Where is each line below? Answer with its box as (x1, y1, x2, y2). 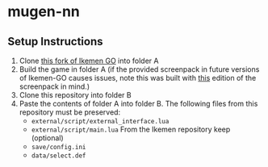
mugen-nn (7, 2, 80, 21)
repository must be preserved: (19, 107, 121, 117)
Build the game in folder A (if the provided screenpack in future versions (19, 65, 260, 74)
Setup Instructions (7, 35, 103, 48)
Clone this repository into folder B (19, 90, 132, 99)
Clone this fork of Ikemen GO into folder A (19, 56, 159, 65)
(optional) (31, 133, 64, 143)
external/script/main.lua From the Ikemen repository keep (31, 124, 231, 134)
